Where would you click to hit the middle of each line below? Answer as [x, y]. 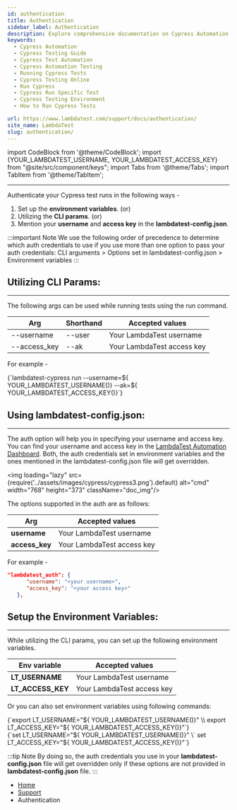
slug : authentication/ [41, 132]
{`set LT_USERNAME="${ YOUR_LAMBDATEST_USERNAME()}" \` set [107, 735]
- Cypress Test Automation [53, 60]
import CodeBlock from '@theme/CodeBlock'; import [84, 152]
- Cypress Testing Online [52, 80]
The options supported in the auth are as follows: [79, 504]
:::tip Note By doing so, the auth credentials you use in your [93, 756]
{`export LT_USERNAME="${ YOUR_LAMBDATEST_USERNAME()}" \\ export [116, 720]
